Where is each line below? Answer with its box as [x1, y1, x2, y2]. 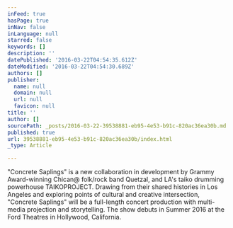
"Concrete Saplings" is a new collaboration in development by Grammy [7, 168, 215, 176]
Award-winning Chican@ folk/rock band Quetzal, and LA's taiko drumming [7, 175, 225, 184]
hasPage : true [7, 17, 50, 24]
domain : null [13, 89, 52, 96]
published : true [7, 129, 55, 136]
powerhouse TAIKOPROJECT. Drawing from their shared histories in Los [7, 183, 218, 191]
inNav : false [7, 23, 46, 30]
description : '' [7, 50, 55, 57]
